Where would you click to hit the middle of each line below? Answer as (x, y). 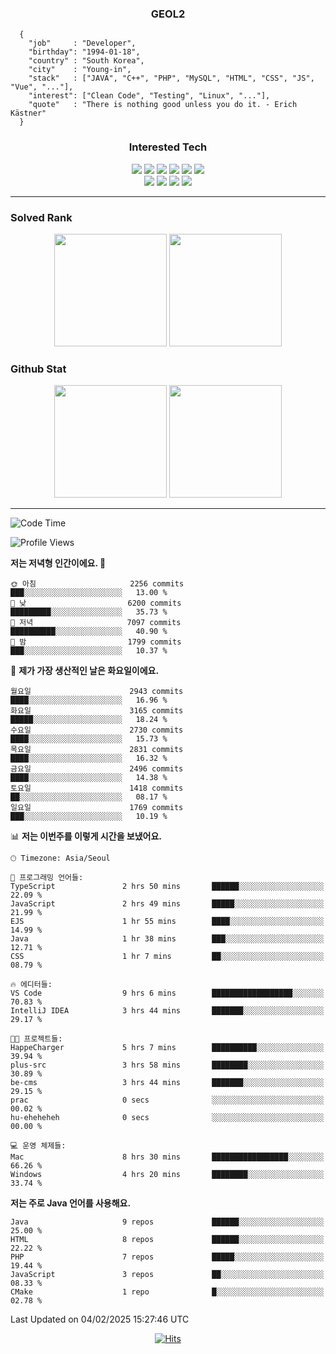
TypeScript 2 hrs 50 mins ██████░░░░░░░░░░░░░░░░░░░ (167, 887)
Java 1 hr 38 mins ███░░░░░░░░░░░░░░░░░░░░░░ (167, 939)
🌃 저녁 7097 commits (96, 623)
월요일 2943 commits (97, 692)
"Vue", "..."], (42, 87)
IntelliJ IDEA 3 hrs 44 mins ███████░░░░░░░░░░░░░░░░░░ (167, 1011)
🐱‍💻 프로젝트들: (36, 1039)
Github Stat (38, 369)
